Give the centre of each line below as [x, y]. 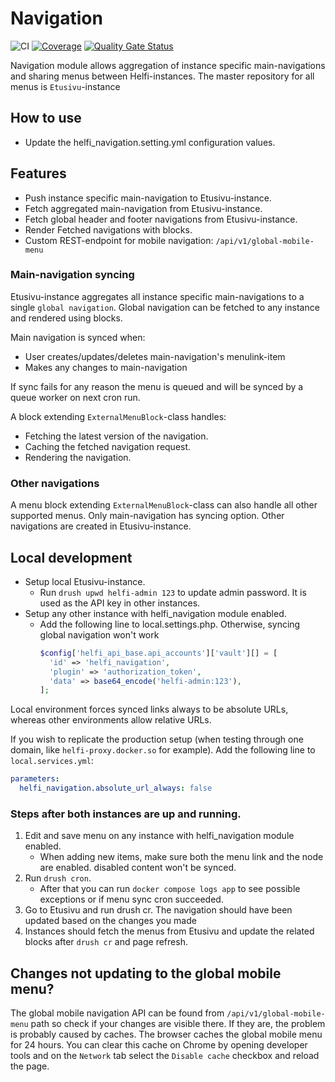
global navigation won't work [99, 634]
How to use [46, 118]
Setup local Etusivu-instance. [85, 581]
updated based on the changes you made [110, 921]
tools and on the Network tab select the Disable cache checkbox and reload [165, 1056]
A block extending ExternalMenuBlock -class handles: [118, 416]
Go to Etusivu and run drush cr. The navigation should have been [158, 910]
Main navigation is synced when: [78, 337]
